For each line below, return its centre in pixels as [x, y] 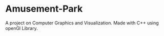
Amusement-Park [44, 9]
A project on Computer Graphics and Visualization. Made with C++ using [82, 23]
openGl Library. [22, 28]
